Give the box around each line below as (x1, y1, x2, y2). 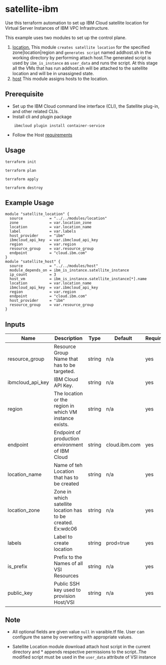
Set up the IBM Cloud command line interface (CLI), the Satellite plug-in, (12, 103, 160, 109)
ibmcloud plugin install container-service (14, 123, 105, 128)
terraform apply (5, 176, 39, 181)
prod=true (106, 540, 130, 546)
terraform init (5, 159, 37, 164)
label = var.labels (9, 229, 77, 234)
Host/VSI (53, 599, 75, 606)
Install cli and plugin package (12, 114, 72, 120)
